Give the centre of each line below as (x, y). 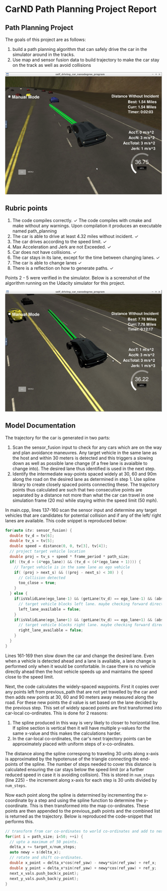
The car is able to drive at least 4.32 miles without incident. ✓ (75, 236)
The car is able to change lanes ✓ (47, 262)
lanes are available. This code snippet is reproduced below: (66, 520)
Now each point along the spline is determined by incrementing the (74, 795)
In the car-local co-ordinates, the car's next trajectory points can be (82, 738)
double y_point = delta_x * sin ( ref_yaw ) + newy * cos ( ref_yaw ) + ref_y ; (83, 868)
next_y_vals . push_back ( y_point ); (44, 879)
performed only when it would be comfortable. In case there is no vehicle (80, 666)
